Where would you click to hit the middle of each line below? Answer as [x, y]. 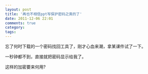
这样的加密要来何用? [26, 67]
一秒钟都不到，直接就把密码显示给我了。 [46, 57]
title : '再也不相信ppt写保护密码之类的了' [44, 14]
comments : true [20, 23]
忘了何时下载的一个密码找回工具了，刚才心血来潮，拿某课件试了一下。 [75, 46]
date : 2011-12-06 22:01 [29, 18]
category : [15, 28]
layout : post [18, 9]
